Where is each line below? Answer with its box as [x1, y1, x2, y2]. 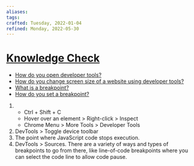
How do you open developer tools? [14, 72, 102, 79]
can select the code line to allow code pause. [14, 153, 127, 161]
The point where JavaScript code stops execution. [14, 134, 140, 141]
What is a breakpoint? [14, 84, 69, 91]
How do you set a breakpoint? [14, 91, 89, 98]
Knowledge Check [6, 52, 100, 65]
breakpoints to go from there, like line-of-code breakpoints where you [14, 147, 189, 154]
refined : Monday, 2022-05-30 [6, 25, 79, 32]
